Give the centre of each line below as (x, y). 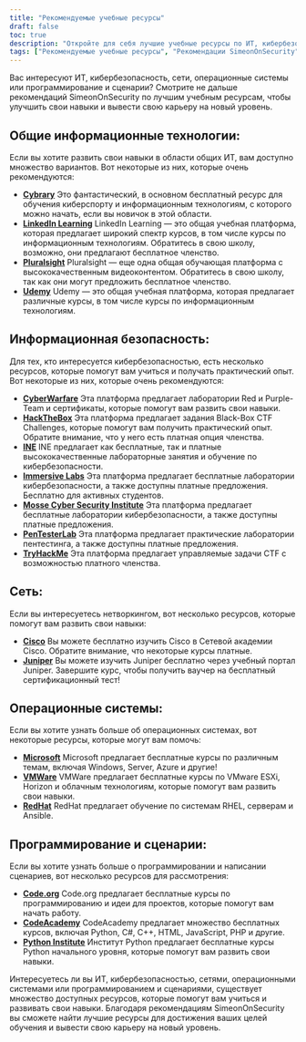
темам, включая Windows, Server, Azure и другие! (120, 768)
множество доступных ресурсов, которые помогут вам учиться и (138, 998)
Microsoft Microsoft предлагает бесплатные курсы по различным (150, 758)
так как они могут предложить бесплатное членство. (127, 281)
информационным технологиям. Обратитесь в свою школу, (139, 242)
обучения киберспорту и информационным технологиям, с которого (157, 204)
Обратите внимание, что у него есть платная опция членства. (143, 437)
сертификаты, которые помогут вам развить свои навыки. (167, 408)
